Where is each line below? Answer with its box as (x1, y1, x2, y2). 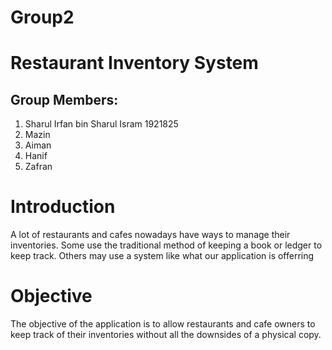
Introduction (10, 196, 116, 218)
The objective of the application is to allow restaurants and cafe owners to (10, 318, 316, 330)
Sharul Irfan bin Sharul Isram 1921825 (24, 118, 179, 130)
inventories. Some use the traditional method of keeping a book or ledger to (10, 239, 323, 251)
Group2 (10, 6, 75, 29)
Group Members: (10, 91, 119, 108)
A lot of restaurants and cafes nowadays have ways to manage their (10, 229, 291, 241)
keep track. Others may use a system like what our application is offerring (10, 250, 315, 262)
